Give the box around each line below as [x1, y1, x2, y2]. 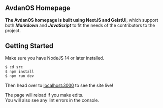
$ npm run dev [5, 73, 34, 78]
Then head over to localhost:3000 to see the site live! [5, 82, 113, 88]
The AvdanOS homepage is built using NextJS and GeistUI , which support [5, 17, 159, 23]
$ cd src [5, 64, 23, 70]
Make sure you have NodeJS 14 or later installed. [5, 55, 104, 61]
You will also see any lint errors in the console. [5, 97, 99, 103]
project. [5, 27, 21, 34]
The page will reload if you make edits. [5, 92, 84, 98]
